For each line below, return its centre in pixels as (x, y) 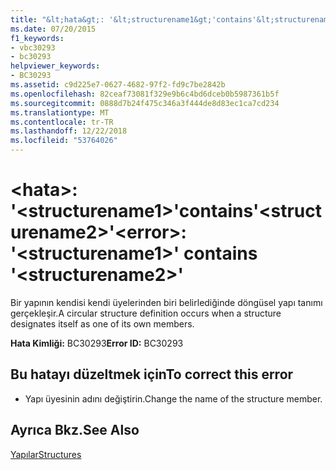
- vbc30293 (33, 47)
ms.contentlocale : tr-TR (62, 122)
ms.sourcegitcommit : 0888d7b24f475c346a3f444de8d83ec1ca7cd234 (145, 103)
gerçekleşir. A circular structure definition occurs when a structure (146, 313)
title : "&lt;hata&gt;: (57, 19)
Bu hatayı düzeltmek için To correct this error (152, 374)
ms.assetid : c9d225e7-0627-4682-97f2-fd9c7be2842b (118, 85)
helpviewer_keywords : (55, 66)
